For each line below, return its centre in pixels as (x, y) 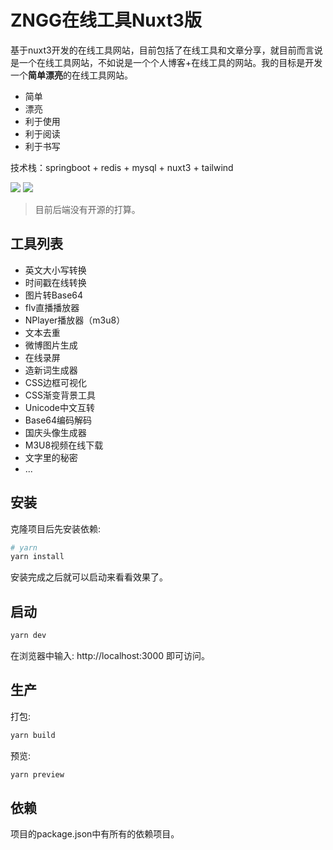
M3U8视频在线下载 (64, 445)
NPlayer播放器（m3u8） (75, 320)
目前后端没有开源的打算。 (87, 209)
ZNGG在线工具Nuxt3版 (106, 20)
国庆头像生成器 (55, 432)
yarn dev (28, 636)
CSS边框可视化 (55, 382)
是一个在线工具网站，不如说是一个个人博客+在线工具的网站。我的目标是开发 (166, 62)
